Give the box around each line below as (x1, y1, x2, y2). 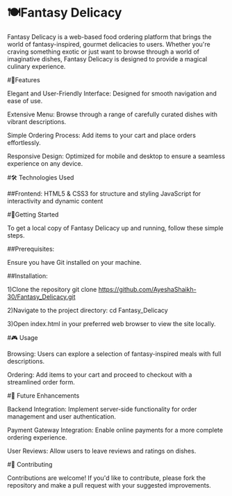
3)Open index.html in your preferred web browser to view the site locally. (7, 319, 216, 327)
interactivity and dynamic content (7, 196, 103, 205)
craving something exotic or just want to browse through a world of (7, 47, 200, 56)
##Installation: (7, 272, 48, 280)
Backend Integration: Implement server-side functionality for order (7, 405, 197, 413)
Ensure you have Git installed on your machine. (7, 258, 142, 266)
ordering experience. (7, 433, 67, 442)
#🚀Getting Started (7, 210, 59, 219)
